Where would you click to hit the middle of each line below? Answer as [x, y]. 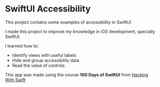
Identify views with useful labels [44, 55]
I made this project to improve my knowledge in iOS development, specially [80, 31]
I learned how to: [22, 46]
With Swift [15, 80]
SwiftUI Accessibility [48, 9]
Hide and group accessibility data [46, 60]
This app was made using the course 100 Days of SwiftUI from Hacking [77, 75]
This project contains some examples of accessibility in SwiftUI [68, 22]
